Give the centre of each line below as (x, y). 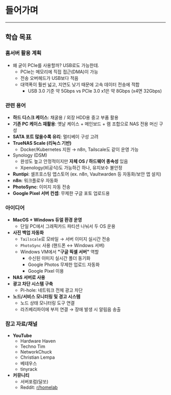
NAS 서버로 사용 (29, 277)
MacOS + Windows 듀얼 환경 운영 (47, 220)
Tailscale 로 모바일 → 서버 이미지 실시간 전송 (65, 239)
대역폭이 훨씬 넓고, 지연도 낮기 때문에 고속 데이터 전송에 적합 (80, 84)
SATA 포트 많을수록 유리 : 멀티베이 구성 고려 (55, 137)
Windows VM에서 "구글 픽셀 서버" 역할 (60, 252)
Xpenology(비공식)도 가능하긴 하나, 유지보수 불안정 (71, 167)
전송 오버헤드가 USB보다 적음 (49, 78)
